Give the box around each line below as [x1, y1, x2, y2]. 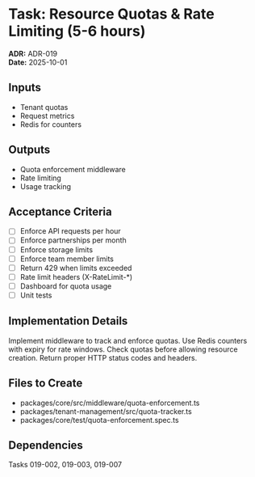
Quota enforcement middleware [19, 164, 127, 174]
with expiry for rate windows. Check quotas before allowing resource [8, 344, 238, 354]
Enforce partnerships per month [19, 235, 127, 245]
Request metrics [19, 111, 75, 120]
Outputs [8, 143, 51, 157]
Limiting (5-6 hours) [8, 22, 146, 40]
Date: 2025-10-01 [8, 57, 68, 67]
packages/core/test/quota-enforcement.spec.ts [19, 415, 179, 424]
